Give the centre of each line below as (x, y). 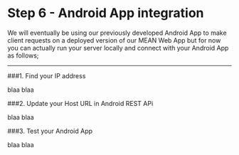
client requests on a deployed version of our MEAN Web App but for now (114, 40)
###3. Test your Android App (50, 131)
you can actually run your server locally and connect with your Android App (118, 48)
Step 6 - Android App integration (106, 13)
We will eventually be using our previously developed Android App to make (117, 33)
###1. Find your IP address (47, 75)
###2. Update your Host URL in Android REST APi (80, 103)
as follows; (23, 55)
